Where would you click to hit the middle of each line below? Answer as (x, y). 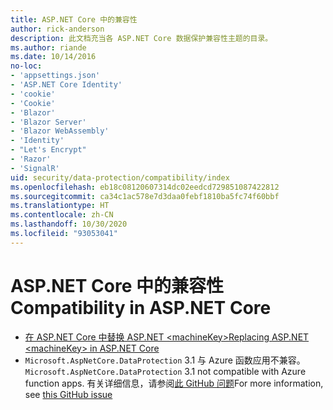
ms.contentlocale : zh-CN (62, 215)
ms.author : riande (48, 47)
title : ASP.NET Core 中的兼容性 (74, 19)
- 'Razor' (31, 159)
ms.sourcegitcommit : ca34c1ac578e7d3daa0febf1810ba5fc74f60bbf (145, 196)
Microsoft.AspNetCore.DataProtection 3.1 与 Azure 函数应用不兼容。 (165, 360)
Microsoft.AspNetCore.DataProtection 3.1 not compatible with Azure (165, 371)
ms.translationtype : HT (60, 206)
